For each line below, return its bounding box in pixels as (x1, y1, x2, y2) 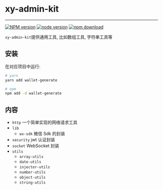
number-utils (19, 170, 46, 175)
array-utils (19, 155, 44, 159)
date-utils (19, 159, 42, 165)
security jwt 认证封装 (12, 137, 55, 143)
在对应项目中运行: (5, 63, 41, 69)
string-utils (19, 180, 46, 185)
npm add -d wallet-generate (5, 91, 62, 96)
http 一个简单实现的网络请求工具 (12, 120, 78, 125)
